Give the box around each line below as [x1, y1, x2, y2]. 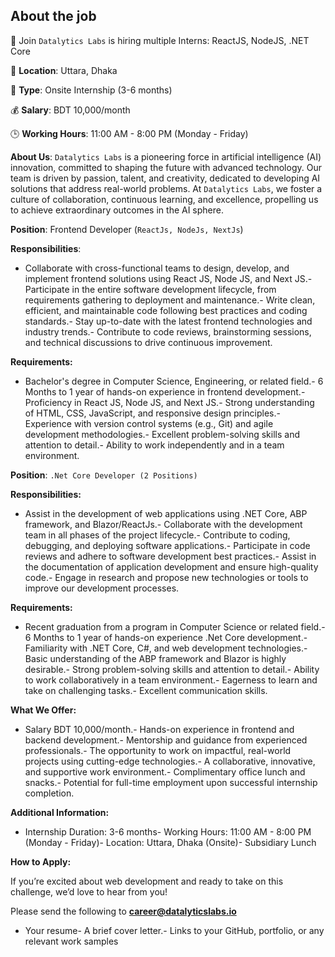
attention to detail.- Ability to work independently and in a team [24, 439, 285, 451]
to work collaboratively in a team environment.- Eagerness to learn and [24, 674, 318, 686]
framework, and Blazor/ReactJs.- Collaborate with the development [24, 518, 303, 530]
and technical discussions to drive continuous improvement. [24, 336, 273, 348]
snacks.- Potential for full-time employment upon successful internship [24, 776, 318, 788]
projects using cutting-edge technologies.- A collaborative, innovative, [24, 755, 316, 767]
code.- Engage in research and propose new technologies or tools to [24, 571, 309, 583]
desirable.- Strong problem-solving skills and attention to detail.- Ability [24, 663, 320, 675]
